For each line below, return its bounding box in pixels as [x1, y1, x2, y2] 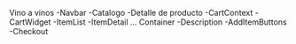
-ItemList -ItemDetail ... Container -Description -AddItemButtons [52, 17, 287, 27]
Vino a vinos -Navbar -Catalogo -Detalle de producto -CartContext [9, 8, 253, 18]
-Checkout [9, 26, 49, 36]
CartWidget [9, 17, 51, 27]
